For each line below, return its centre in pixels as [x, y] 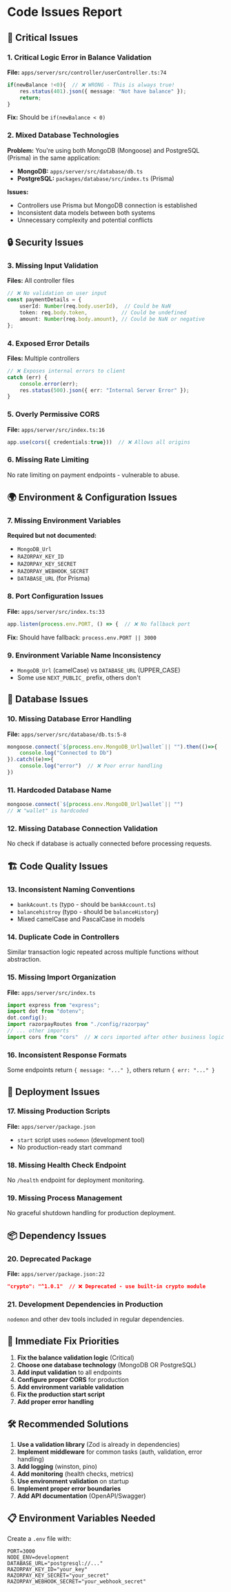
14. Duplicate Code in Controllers [63, 937]
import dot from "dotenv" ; [46, 1011]
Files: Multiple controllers [43, 358]
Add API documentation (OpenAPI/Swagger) [81, 1496]
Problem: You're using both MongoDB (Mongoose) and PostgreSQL [103, 150]
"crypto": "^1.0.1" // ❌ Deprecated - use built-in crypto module [107, 1286]
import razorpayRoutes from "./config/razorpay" [78, 1024]
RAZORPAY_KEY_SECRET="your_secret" [58, 1575]
